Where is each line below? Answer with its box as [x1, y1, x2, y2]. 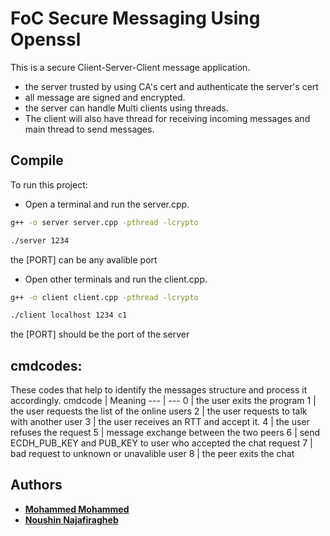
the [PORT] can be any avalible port [10, 253, 158, 266]
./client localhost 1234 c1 [10, 310, 128, 321]
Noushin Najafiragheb [24, 513, 119, 526]
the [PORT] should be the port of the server [10, 328, 190, 341]
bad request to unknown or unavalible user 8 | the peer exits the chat [10, 448, 295, 460]
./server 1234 [10, 235, 70, 246]
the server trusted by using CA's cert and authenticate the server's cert [24, 80, 319, 92]
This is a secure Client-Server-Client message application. [10, 61, 251, 73]
